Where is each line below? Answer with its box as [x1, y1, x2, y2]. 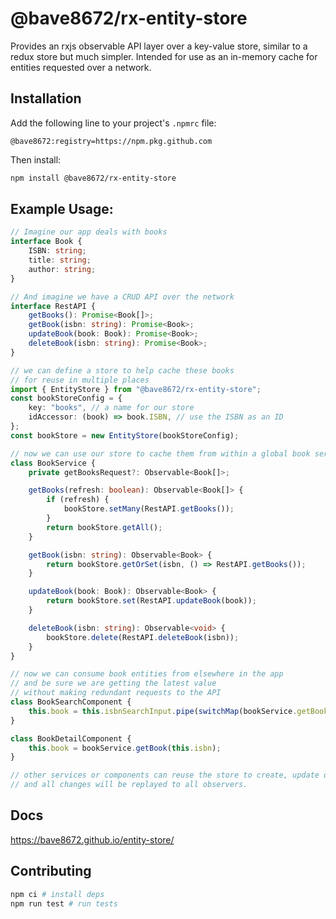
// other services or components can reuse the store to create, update [10, 770, 320, 781]
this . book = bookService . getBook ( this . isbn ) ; [28, 743, 222, 753]
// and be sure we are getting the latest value [10, 678, 217, 689]
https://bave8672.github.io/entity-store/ [10, 833, 175, 846]
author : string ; [28, 264, 97, 274]
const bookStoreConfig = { [10, 393, 123, 404]
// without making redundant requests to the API [10, 688, 222, 698]
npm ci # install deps [10, 889, 105, 899]
